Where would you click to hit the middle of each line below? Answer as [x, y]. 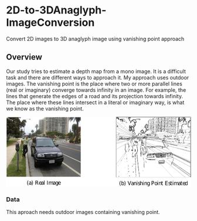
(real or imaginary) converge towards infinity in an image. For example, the [96, 90]
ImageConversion [50, 23]
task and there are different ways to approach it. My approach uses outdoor [98, 77]
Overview [24, 57]
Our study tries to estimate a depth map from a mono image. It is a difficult [96, 71]
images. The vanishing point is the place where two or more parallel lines [94, 84]
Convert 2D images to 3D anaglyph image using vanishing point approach [95, 39]
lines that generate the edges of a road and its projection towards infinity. [95, 96]
